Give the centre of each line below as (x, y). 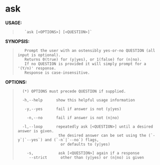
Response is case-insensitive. (57, 73)
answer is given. (36, 131)
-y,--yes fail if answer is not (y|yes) (73, 109)
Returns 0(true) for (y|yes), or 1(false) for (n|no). (83, 59)
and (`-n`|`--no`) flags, (72, 140)
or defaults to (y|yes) (85, 144)
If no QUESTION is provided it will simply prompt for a (85, 64)
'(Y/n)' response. (37, 68)
